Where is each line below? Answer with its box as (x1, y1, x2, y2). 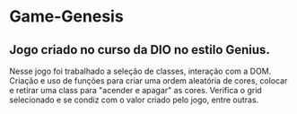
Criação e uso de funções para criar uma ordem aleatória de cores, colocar (9, 75, 288, 86)
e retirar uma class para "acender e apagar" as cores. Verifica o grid (9, 85, 262, 95)
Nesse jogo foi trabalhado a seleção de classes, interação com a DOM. (9, 66, 272, 76)
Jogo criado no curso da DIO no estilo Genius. (9, 42, 271, 57)
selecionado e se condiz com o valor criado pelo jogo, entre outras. (9, 94, 259, 105)
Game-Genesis (9, 6, 124, 27)
